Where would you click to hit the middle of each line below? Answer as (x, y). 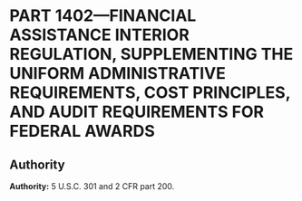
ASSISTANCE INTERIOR (100, 35)
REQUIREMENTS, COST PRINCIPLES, (150, 93)
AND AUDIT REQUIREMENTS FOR (137, 112)
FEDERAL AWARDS (83, 131)
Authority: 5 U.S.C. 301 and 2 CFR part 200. (92, 186)
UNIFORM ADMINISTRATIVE (118, 74)
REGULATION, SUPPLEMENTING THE (151, 54)
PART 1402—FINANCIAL (103, 16)
